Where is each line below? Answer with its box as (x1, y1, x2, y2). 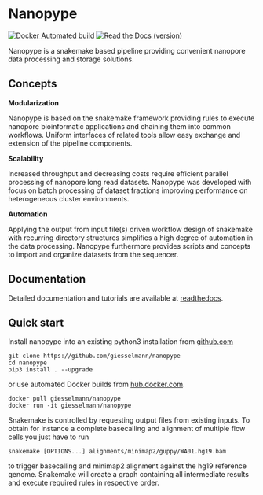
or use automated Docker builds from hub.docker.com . (8, 379, 185, 390)
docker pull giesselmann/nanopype (8, 395, 122, 403)
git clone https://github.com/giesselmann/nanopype (8, 352, 181, 360)
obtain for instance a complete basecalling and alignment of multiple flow (8, 424, 246, 434)
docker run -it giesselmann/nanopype (8, 402, 132, 410)
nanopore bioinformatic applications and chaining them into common (8, 121, 232, 131)
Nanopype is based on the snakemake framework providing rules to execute (8, 113, 255, 123)
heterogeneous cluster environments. (8, 194, 130, 203)
